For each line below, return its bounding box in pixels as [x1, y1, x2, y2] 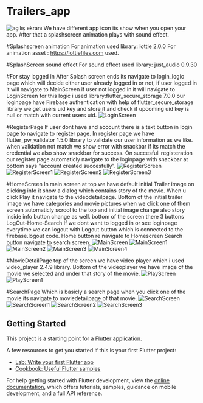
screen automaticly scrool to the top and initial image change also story [6, 206, 185, 214]
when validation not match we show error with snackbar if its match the [6, 142, 185, 150]
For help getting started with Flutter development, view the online [6, 376, 170, 384]
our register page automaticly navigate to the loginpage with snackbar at [6, 155, 188, 163]
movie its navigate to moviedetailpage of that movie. [6, 294, 137, 302]
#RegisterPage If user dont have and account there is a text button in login [6, 123, 193, 130]
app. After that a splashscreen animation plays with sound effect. [6, 30, 169, 38]
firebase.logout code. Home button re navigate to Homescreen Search [6, 232, 182, 239]
